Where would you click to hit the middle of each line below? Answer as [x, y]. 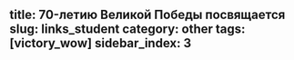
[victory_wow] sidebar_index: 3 [101, 43]
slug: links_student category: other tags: [127, 30]
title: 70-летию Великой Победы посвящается [147, 15]
